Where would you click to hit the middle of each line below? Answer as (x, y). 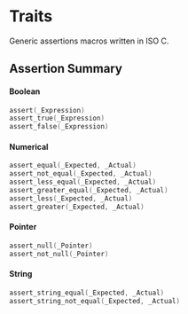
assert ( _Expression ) (47, 110)
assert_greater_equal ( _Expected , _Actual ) (89, 190)
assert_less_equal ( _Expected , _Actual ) (83, 182)
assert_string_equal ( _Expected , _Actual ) (87, 293)
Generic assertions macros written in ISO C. (89, 41)
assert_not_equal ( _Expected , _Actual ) (81, 174)
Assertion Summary (66, 69)
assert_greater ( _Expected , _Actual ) (77, 207)
